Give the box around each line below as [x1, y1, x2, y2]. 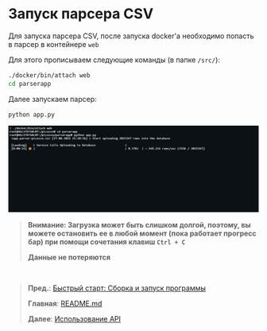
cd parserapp [8, 80, 52, 88]
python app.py [8, 111, 56, 119]
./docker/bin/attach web [8, 71, 91, 80]
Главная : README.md [27, 298, 103, 308]
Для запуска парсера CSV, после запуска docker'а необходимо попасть [8, 31, 254, 41]
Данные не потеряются [27, 252, 111, 262]
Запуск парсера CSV [8, 5, 153, 23]
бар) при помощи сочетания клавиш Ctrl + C [27, 236, 186, 247]
